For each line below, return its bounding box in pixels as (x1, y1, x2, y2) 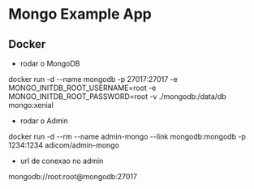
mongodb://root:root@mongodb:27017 (8, 172, 138, 181)
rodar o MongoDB (19, 58, 80, 68)
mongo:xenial (8, 101, 54, 110)
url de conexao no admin (19, 156, 104, 165)
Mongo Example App (8, 5, 152, 24)
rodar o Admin (19, 116, 69, 126)
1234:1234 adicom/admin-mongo (8, 140, 120, 150)
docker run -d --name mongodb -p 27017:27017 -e (8, 75, 179, 84)
